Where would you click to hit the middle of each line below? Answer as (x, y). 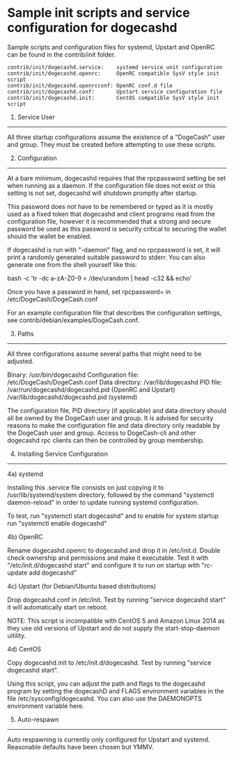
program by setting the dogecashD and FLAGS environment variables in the (116, 691)
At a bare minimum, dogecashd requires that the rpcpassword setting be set (117, 178)
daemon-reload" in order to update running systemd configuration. (103, 502)
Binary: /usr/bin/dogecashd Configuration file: (73, 375)
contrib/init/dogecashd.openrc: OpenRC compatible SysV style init (113, 73)
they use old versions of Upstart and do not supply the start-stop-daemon (114, 628)
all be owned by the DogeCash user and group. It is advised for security (110, 418)
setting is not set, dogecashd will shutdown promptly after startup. (103, 193)
